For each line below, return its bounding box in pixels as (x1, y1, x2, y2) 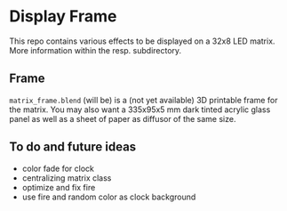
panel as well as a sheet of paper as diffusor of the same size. (9, 113, 236, 124)
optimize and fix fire (21, 182, 96, 192)
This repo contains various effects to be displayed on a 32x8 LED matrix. (9, 36, 275, 46)
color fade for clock (21, 163, 95, 174)
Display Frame (9, 6, 117, 27)
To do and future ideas (9, 140, 137, 155)
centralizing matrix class (21, 172, 112, 183)
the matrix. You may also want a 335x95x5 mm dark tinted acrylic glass (9, 104, 271, 115)
